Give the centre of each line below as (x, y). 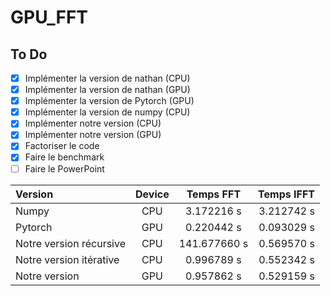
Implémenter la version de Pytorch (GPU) (109, 101)
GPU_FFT (49, 17)
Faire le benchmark (64, 157)
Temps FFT (214, 194)
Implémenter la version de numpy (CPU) (107, 112)
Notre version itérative (67, 259)
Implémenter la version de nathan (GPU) (107, 90)
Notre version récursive (70, 243)
